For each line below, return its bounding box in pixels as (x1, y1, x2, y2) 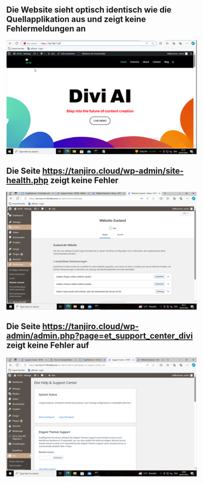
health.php (6, 175, 49, 186)
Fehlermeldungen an (6, 24, 86, 34)
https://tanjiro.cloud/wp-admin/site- (42, 166, 184, 176)
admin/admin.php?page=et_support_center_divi (6, 331, 193, 341)
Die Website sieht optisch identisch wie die (6, 5, 172, 15)
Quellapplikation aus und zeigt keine (6, 14, 146, 25)
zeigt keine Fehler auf (6, 341, 89, 351)
